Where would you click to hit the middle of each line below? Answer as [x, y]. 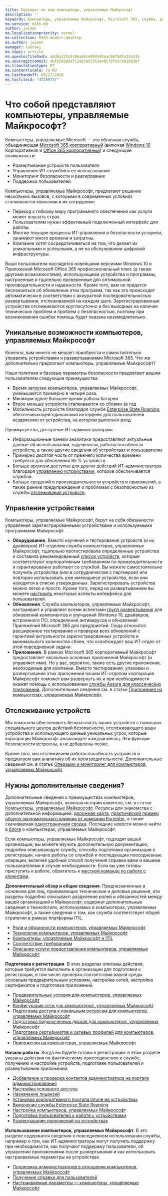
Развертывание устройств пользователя [56, 165]
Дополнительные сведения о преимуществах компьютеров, [70, 797]
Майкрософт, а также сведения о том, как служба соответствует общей [82, 913]
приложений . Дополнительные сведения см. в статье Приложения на [87, 690]
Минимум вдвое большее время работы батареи [65, 398]
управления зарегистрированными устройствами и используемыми [79, 525]
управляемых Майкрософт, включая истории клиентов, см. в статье [78, 802]
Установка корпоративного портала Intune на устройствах [75, 1099]
